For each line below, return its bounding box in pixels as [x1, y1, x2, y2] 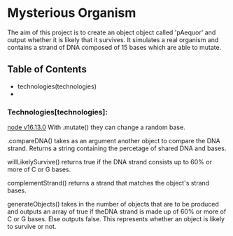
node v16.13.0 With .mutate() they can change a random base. [7, 123, 185, 131]
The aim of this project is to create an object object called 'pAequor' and [7, 28, 216, 37]
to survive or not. [7, 223, 57, 231]
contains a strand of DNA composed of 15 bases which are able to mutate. [7, 43, 222, 51]
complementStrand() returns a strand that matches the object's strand [7, 179, 210, 188]
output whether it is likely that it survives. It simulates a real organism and [7, 35, 219, 44]
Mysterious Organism [7, 5, 136, 21]
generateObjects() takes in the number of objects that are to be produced [7, 200, 219, 209]
